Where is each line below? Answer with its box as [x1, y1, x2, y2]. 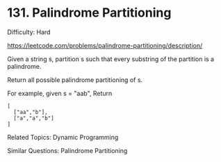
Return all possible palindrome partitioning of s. [7, 75, 143, 84]
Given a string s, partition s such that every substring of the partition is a [7, 54, 214, 63]
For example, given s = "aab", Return [7, 89, 113, 97]
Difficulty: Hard [7, 28, 51, 36]
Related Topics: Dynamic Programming [7, 133, 119, 141]
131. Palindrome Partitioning [7, 5, 172, 21]
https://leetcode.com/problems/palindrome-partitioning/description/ [7, 41, 203, 49]
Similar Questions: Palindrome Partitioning [7, 146, 128, 154]
